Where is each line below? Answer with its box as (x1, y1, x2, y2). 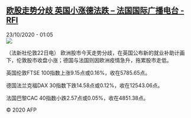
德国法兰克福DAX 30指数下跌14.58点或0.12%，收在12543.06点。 (6, 82, 163, 89)
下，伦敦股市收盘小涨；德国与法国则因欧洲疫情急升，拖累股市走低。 (6, 56, 172, 63)
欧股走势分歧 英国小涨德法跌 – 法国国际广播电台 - (6, 5, 184, 16)
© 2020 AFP (6, 106, 37, 113)
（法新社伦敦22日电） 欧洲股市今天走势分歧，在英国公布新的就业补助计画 (6, 49, 185, 56)
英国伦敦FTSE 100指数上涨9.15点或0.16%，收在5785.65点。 (6, 69, 151, 76)
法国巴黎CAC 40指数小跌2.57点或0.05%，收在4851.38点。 (6, 94, 149, 101)
